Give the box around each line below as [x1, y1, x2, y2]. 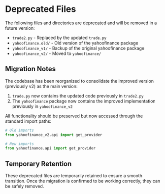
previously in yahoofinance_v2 [12, 103, 73, 109]
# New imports [5, 141, 34, 146]
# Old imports [5, 128, 34, 133]
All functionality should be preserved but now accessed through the [5, 113, 143, 119]
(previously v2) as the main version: [5, 83, 78, 89]
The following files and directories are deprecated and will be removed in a [5, 20, 157, 26]
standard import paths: [5, 118, 52, 124]
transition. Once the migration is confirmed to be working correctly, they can [5, 178, 161, 184]
